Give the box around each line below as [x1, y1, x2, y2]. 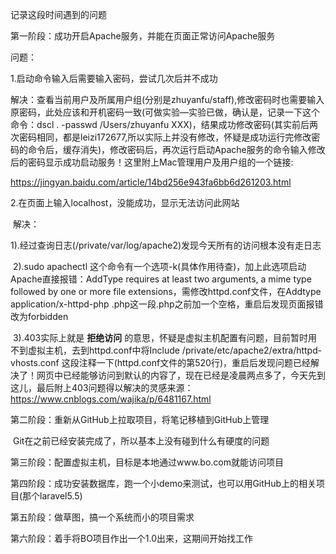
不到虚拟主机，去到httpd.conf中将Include [10, 344, 180, 356]
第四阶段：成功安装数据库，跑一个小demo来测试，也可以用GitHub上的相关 [10, 478, 317, 489]
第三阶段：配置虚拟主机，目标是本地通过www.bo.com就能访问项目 [10, 456, 285, 468]
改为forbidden [10, 311, 69, 322]
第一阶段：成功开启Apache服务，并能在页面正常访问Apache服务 [10, 30, 276, 42]
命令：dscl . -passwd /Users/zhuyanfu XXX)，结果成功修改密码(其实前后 [10, 119, 310, 130]
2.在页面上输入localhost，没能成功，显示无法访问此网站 [10, 197, 240, 208]
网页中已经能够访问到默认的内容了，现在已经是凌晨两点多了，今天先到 [36, 369, 326, 381]
